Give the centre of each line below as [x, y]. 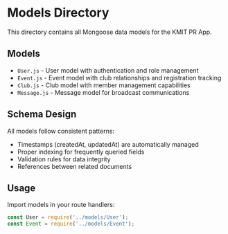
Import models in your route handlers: [61, 205]
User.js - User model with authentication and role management [108, 70]
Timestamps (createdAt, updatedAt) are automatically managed [108, 144]
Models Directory [58, 13]
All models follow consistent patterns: [61, 131]
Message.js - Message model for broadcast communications [103, 92]
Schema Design [42, 115]
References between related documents [74, 166]
